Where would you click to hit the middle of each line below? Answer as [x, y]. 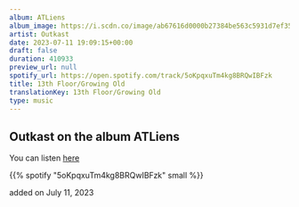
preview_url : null [43, 68]
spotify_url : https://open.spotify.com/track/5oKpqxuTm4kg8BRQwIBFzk [141, 76]
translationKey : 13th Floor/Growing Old [85, 92]
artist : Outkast [39, 34]
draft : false [33, 51]
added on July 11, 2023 [52, 193]
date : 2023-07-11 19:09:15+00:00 [71, 42]
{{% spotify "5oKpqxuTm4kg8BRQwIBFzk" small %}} [106, 176]
